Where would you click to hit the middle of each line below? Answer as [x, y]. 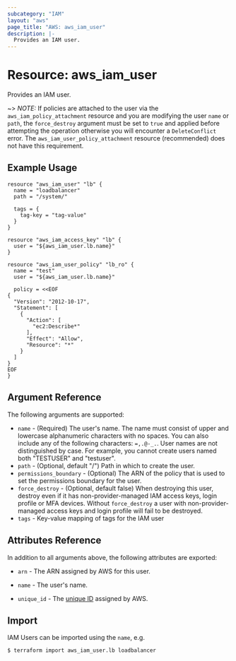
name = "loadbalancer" [47, 190]
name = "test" [34, 270]
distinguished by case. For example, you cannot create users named [117, 451]
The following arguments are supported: [66, 415]
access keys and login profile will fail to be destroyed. [125, 511]
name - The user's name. [53, 585]
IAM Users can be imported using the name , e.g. [76, 638]
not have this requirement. [46, 146]
